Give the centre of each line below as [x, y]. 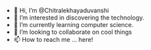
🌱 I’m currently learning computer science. [73, 25]
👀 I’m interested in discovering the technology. [79, 18]
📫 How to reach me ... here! [53, 40]
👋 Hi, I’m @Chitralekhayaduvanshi [61, 10]
